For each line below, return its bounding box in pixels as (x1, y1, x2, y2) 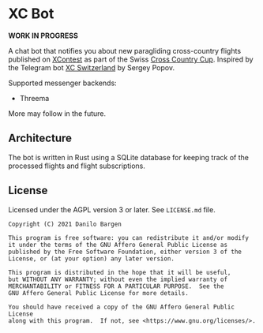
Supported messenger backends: (8, 78, 117, 88)
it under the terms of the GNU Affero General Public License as (8, 241, 227, 249)
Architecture (8, 132, 73, 145)
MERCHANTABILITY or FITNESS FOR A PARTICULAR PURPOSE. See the (8, 282, 224, 290)
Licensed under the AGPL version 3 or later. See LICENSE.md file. (8, 204, 216, 214)
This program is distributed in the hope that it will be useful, (8, 268, 231, 276)
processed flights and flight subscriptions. (8, 161, 146, 170)
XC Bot (8, 5, 54, 23)
